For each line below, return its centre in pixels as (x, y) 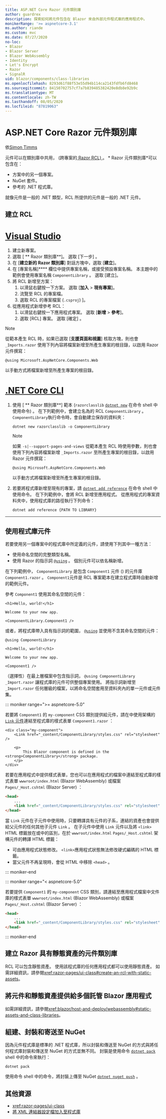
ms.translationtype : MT (30, 93)
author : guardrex (23, 14)
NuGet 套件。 (26, 180)
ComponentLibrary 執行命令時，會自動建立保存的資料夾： (69, 417)
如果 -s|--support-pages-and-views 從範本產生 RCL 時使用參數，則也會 (84, 446)
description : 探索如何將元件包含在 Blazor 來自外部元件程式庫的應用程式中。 (76, 19)
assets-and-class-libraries (32, 1015)
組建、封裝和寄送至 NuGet (45, 1032)
